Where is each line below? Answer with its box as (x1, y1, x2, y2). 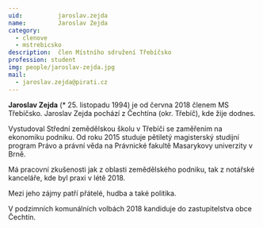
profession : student (8, 56, 77, 64)
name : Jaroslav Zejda (8, 19, 109, 27)
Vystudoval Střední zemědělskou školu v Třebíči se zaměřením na (8, 124, 223, 133)
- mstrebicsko (15, 41, 62, 49)
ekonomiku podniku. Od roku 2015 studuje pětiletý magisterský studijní (8, 132, 240, 141)
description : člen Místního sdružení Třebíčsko (8, 48, 172, 56)
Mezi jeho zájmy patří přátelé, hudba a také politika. (8, 188, 177, 198)
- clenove (15, 33, 48, 42)
